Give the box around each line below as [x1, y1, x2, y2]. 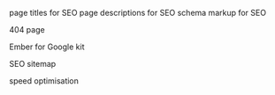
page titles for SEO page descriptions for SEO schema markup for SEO [9, 8, 267, 18]
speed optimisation [9, 76, 80, 86]
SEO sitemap [9, 59, 57, 69]
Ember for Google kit [9, 41, 85, 52]
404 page [9, 25, 46, 34]
